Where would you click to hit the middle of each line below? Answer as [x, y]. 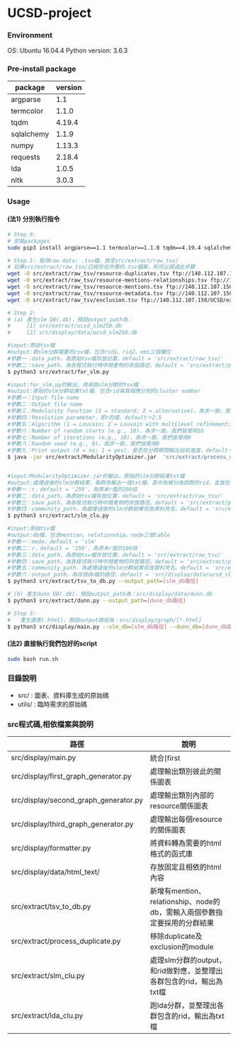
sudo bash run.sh [33, 659]
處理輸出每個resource [186, 819]
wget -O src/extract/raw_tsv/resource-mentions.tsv [85, 287]
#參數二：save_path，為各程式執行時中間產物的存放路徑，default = [96, 365]
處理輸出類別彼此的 [182, 772]
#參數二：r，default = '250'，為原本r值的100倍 [73, 548]
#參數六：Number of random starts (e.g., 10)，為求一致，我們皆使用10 [106, 430]
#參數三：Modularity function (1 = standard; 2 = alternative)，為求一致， [116, 411]
